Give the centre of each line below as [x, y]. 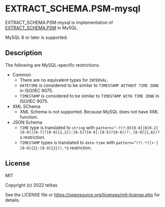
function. [29, 117]
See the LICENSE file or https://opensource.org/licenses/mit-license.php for [82, 195]
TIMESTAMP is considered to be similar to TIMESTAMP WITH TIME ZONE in [89, 96]
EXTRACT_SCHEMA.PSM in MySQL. [42, 27]
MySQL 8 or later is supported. [37, 37]
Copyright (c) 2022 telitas [31, 185]
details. [13, 200]
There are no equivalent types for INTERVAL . [64, 80]
